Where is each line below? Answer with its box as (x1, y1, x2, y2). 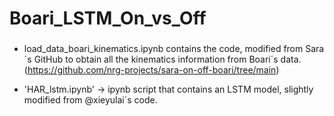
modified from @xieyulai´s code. (23, 94, 158, 106)
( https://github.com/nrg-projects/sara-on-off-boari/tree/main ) (23, 64, 280, 76)
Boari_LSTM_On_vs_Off (9, 7, 207, 30)
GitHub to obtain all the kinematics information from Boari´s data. (33, 53, 302, 66)
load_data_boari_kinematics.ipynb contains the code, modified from (23, 43, 304, 55)
